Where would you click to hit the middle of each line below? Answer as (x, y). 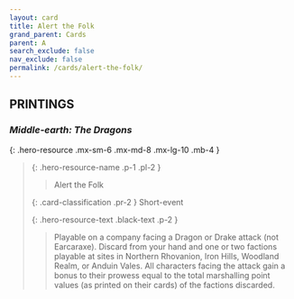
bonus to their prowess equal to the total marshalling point (162, 275)
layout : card (34, 18)
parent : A (28, 43)
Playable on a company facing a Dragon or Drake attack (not (166, 237)
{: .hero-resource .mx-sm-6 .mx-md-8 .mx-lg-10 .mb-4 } (115, 149)
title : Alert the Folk (52, 26)
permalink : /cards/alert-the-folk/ (76, 68)
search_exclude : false (52, 51)
